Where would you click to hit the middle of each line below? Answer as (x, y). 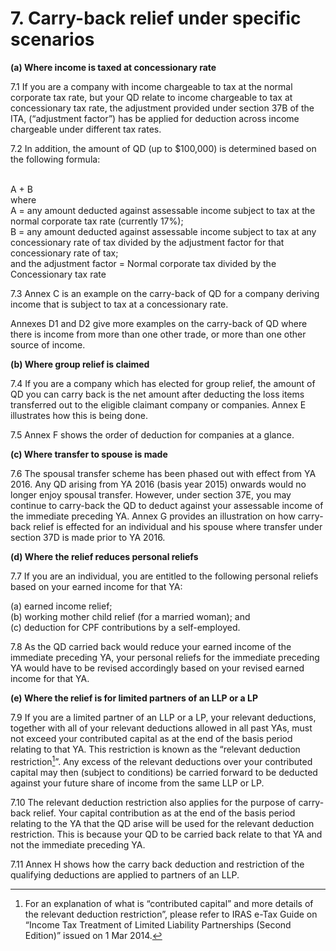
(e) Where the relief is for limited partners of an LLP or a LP (134, 698)
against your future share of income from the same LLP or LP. (137, 783)
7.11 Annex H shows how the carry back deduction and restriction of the (157, 864)
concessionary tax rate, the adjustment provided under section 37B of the (162, 108)
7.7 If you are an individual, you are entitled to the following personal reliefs (164, 576)
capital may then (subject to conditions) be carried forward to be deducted (164, 772)
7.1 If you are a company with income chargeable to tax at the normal (151, 86)
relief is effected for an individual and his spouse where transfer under (178, 526)
